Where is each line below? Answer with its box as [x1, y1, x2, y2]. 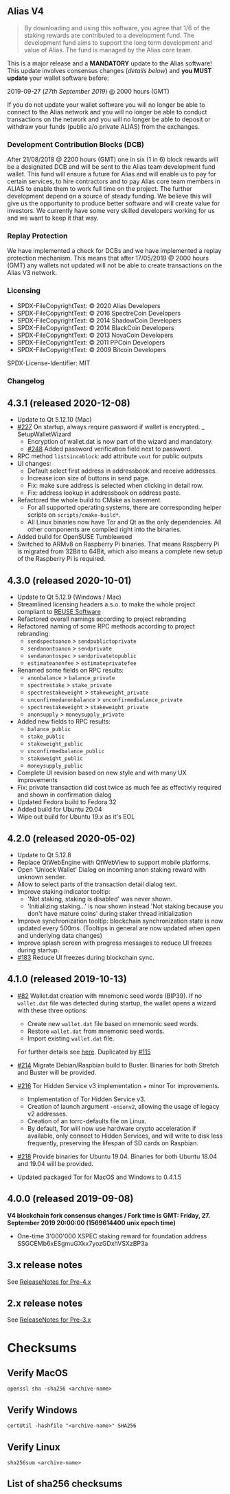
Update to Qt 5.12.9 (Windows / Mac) [16, 593, 122, 602]
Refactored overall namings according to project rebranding [16, 615, 187, 623]
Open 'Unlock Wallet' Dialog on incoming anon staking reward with [16, 866, 207, 874]
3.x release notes [7, 1259, 83, 1271]
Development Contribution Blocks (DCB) [7, 139, 145, 149]
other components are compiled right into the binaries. [27, 525, 182, 533]
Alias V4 [7, 6, 45, 17]
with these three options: [16, 1006, 88, 1014]
